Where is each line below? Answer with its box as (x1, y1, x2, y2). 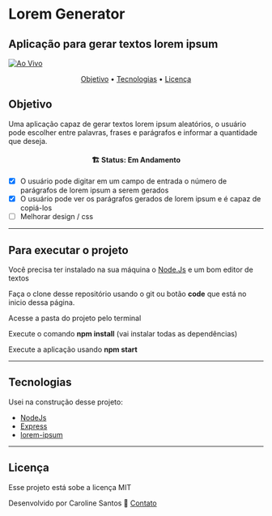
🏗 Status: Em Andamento (91, 155, 181, 165)
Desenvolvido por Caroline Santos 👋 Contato (8, 498, 157, 508)
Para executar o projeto (8, 243, 129, 257)
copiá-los (19, 203, 53, 213)
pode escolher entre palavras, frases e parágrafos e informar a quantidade (8, 127, 257, 137)
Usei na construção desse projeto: (8, 397, 123, 407)
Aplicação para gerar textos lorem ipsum (8, 37, 219, 51)
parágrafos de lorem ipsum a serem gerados (19, 185, 169, 195)
